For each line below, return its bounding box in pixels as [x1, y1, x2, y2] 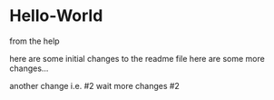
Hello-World [9, 5, 103, 26]
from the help [9, 35, 61, 46]
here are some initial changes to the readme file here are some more [9, 53, 265, 64]
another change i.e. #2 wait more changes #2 [9, 80, 180, 91]
